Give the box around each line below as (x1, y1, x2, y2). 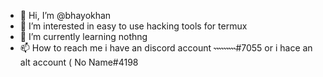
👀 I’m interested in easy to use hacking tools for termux (19, 20, 248, 32)
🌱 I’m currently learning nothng (19, 31, 148, 42)
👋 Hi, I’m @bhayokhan (19, 10, 112, 21)
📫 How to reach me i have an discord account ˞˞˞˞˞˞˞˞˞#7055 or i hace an (19, 42, 313, 54)
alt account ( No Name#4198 (19, 56, 139, 68)
